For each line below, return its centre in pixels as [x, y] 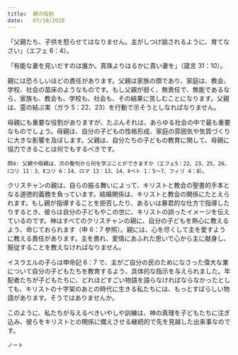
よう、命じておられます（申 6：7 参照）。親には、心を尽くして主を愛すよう [117, 229]
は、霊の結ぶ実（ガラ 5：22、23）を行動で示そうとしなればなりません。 [114, 107]
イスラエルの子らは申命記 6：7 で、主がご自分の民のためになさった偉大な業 [118, 262]
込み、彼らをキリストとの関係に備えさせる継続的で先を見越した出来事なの [116, 321]
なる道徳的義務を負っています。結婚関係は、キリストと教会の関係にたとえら [119, 194]
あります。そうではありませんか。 [69, 298]
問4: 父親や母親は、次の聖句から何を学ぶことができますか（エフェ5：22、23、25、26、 [119, 164]
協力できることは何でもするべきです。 [63, 149]
